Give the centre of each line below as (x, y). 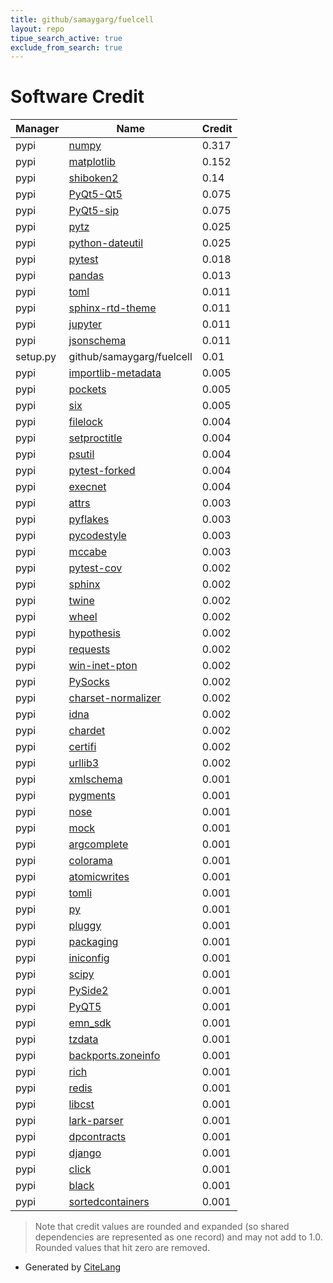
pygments (92, 796)
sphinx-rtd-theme (112, 308)
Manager (37, 129)
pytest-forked (102, 471)
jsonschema (97, 341)
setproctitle (95, 438)
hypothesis (95, 633)
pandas (86, 276)
